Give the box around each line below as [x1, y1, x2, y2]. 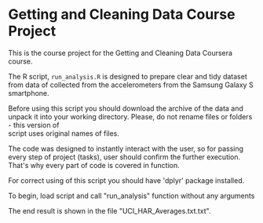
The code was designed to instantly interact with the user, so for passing [8, 144, 244, 153]
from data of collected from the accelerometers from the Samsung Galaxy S [8, 80, 254, 90]
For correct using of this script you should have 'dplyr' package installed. [8, 175, 245, 185]
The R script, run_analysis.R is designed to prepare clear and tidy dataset [8, 71, 247, 81]
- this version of [8, 120, 60, 130]
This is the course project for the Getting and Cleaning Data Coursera [8, 48, 233, 57]
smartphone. [8, 88, 49, 97]
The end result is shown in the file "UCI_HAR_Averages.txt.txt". [8, 206, 211, 215]
